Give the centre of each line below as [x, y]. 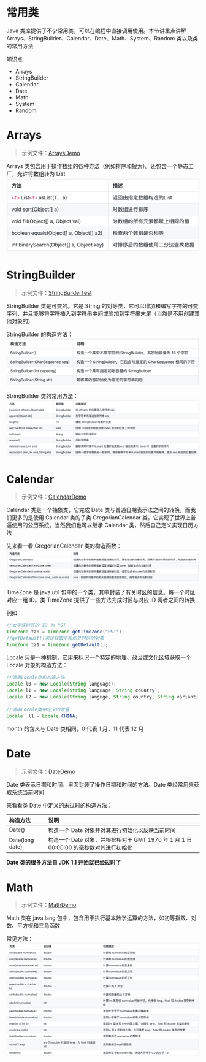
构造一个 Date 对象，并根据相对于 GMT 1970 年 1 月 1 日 [120, 840]
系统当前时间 [28, 792]
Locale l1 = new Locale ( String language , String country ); [83, 690]
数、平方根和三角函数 [33, 926]
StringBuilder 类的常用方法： [42, 395]
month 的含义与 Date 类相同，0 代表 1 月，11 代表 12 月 [75, 729]
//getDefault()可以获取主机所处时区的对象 [55, 638]
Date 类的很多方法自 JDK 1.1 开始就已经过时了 [64, 862]
